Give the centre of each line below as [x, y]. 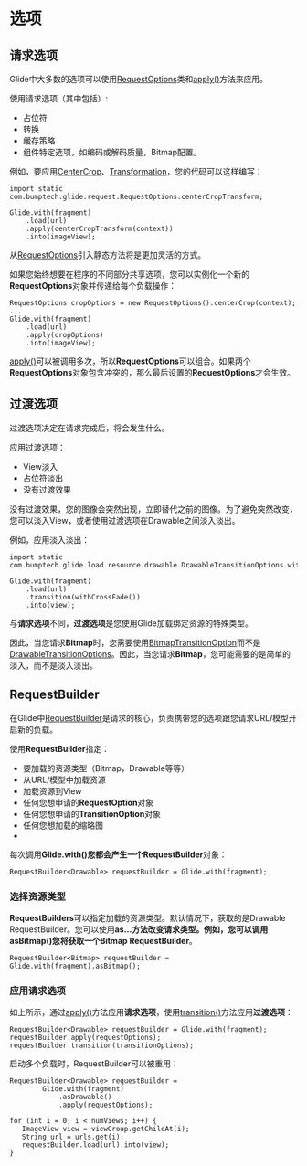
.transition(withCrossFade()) [84, 597]
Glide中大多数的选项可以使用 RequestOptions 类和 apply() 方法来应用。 [138, 79]
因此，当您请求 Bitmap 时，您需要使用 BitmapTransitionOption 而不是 [135, 642]
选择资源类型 [38, 896]
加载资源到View [52, 790]
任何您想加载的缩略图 [63, 825]
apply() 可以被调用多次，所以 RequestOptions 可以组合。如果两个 [130, 361]
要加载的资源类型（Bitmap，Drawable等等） [106, 768]
